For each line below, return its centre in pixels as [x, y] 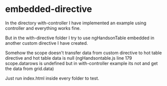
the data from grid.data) [30, 69]
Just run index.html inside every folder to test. [52, 78]
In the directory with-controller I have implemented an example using [76, 23]
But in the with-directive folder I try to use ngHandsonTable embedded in [80, 38]
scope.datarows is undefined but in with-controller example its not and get [82, 63]
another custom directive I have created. [47, 43]
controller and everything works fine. [43, 28]
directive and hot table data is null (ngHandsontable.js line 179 [69, 58]
